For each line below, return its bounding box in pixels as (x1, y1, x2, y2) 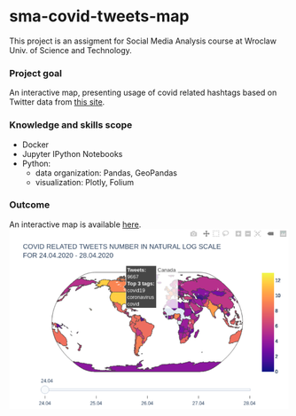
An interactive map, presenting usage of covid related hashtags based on (9, 87, 277, 98)
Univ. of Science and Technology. (9, 44, 133, 55)
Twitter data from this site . (9, 97, 105, 107)
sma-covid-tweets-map (9, 6, 190, 27)
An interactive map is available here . (9, 219, 142, 230)
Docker (21, 139, 50, 150)
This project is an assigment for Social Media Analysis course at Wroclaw (9, 35, 277, 46)
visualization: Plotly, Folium (35, 177, 135, 187)
